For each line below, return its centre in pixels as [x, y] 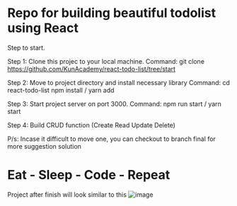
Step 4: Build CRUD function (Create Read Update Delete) [91, 125]
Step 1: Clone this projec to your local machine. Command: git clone [106, 61]
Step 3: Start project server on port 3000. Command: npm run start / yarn [114, 103]
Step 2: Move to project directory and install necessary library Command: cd [118, 82]
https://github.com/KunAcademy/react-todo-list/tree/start [91, 69]
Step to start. [26, 47]
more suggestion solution [44, 146]
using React [43, 28]
